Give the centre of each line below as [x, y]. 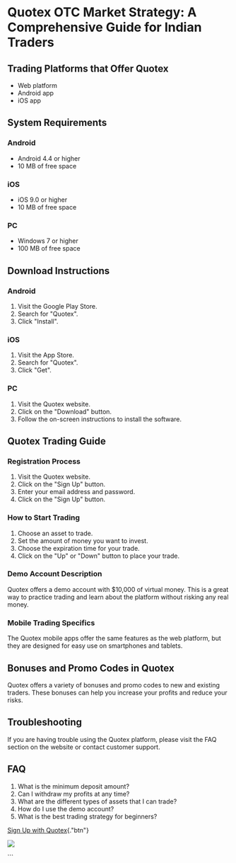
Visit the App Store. [46, 355]
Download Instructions [59, 271]
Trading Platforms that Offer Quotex [88, 68]
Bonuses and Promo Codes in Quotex [91, 668]
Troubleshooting [45, 722]
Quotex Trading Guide [57, 441]
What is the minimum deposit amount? [73, 786]
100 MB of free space [49, 248]
